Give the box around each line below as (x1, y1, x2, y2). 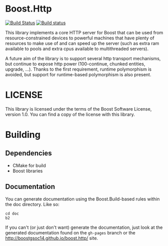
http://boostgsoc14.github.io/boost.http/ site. (5, 235, 98, 241)
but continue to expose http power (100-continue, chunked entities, (5, 61, 145, 67)
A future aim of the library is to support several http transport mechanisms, (5, 55, 161, 61)
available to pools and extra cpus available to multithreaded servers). (5, 45, 149, 52)
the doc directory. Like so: (5, 201, 60, 207)
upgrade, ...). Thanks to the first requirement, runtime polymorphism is (5, 66, 152, 72)
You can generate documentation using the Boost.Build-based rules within (5, 195, 160, 202)
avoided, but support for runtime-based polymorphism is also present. (5, 71, 151, 77)
